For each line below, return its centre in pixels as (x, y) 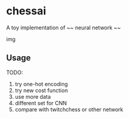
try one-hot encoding (41, 84)
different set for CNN (41, 103)
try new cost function (41, 90)
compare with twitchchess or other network (69, 109)
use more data (33, 96)
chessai (26, 11)
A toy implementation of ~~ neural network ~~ (64, 28)
